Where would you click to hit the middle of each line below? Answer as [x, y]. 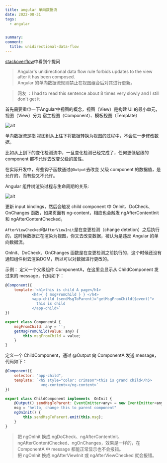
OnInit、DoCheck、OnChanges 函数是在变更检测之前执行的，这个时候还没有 [83, 252]
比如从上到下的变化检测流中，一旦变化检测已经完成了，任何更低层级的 [77, 152]
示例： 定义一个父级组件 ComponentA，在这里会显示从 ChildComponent [79, 269]
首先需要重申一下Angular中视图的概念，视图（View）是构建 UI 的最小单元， [83, 109]
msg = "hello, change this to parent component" [65, 408]
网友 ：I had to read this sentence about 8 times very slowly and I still [88, 93]
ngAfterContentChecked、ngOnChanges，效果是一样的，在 [79, 443]
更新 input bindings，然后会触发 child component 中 [58, 206]
